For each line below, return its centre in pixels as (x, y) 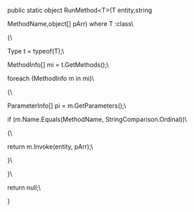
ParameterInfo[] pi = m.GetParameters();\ (67, 106)
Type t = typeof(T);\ (36, 51)
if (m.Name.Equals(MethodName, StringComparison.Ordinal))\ (97, 119)
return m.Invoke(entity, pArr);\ (50, 146)
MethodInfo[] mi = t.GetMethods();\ (58, 65)
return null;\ (24, 187)
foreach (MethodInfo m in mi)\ (51, 78)
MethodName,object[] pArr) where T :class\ (70, 24)
